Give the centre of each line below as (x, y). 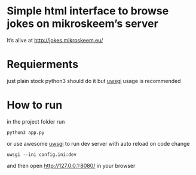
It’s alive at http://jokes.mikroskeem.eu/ (55, 40)
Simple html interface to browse (88, 11)
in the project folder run (36, 121)
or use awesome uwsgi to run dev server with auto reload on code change (98, 143)
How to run (35, 105)
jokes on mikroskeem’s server (83, 24)
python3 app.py (26, 133)
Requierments (43, 65)
